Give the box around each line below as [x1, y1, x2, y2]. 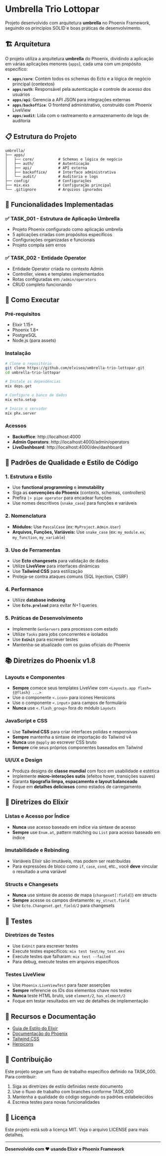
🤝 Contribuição [5, 1055, 52, 1064]
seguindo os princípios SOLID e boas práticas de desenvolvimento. [5, 25, 142, 31]
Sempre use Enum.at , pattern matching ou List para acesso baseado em [12, 829, 161, 835]
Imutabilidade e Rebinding [5, 847, 69, 854]
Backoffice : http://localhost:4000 [12, 434, 81, 439]
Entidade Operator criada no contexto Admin [12, 266, 104, 272]
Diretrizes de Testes [5, 932, 54, 939]
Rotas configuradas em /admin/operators [12, 276, 96, 282]
